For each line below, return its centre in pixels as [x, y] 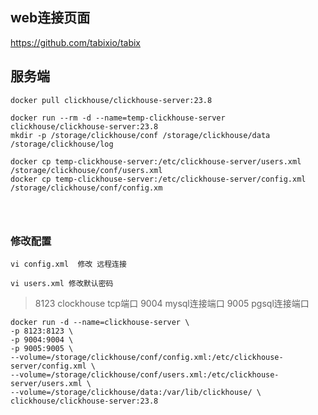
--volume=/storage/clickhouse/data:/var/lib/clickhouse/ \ [136, 392]
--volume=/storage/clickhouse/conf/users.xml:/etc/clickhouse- [145, 374]
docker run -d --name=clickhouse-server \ [100, 322]
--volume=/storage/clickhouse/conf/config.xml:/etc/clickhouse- [147, 357]
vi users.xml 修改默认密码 [62, 283]
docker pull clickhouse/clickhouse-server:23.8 [111, 100]
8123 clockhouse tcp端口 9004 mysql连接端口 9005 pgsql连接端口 [172, 303]
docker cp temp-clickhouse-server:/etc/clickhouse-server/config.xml [158, 179]
